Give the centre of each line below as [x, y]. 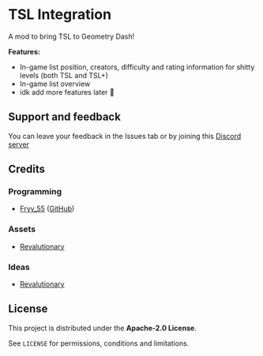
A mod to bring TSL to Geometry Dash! [71, 36]
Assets [22, 229]
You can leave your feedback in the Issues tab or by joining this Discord [125, 136]
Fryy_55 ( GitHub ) [47, 209]
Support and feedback [64, 117]
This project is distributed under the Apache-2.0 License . [103, 328]
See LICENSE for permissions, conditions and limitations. [99, 343]
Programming [35, 192]
